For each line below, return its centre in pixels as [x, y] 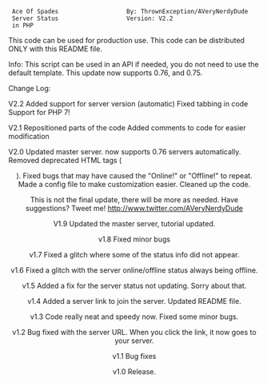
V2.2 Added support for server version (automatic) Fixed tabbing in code [128, 104]
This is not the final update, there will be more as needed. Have [134, 199]
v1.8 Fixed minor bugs [134, 239]
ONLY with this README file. [55, 49]
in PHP [23, 26]
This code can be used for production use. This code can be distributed [127, 40]
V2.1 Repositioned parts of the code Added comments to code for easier [127, 128]
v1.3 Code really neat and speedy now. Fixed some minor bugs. [134, 317]
